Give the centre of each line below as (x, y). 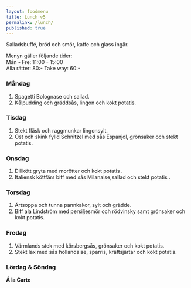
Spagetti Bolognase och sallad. (52, 96)
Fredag (16, 233)
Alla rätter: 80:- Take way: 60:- (43, 69)
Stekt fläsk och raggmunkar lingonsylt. (61, 130)
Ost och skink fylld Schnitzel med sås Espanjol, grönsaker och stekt (96, 137)
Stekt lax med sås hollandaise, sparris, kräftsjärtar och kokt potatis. (95, 252)
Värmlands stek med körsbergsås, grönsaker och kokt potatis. (89, 245)
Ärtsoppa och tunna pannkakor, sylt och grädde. (73, 205)
